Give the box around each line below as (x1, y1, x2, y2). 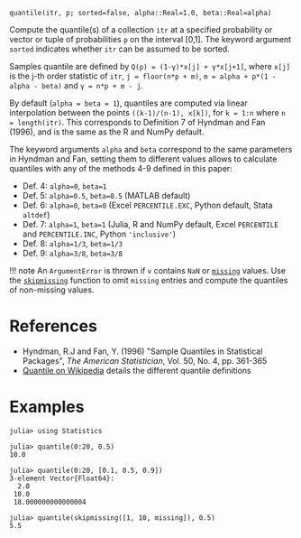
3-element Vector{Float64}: (9, 474, 115, 483)
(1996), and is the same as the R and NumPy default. (9, 126, 205, 137)
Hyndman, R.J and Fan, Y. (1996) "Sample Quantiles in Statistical (22, 346, 263, 357)
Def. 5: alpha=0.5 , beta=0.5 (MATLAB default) (22, 190, 191, 200)
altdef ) (22, 209, 50, 220)
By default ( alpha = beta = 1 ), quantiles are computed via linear (9, 97, 248, 108)
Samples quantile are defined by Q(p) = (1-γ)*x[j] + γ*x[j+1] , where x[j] (9, 61, 291, 71)
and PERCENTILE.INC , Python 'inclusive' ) (22, 228, 176, 239)
